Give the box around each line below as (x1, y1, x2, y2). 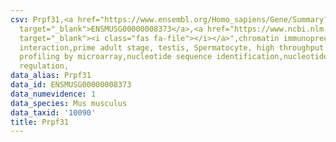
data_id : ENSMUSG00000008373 (10, 80, 132, 90)
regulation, (19, 61, 70, 71)
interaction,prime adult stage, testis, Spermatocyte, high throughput (19, 42, 325, 53)
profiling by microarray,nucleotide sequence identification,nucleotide (19, 52, 329, 62)
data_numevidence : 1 (10, 89, 97, 99)
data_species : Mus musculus (10, 98, 128, 108)
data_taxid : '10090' (10, 107, 97, 118)
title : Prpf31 (10, 117, 70, 127)
